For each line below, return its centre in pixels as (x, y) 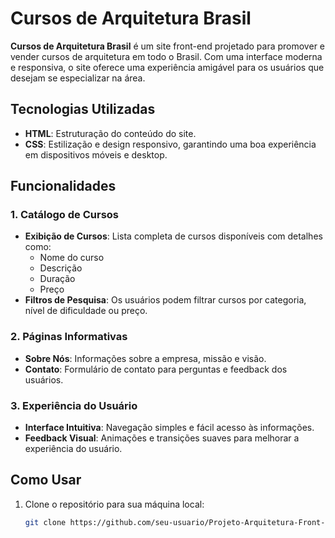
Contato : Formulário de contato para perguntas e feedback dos (156, 369)
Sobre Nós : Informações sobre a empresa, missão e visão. (145, 358)
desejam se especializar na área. (78, 78)
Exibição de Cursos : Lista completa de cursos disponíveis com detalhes (173, 236)
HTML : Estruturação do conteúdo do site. (110, 133)
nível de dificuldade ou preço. (86, 311)
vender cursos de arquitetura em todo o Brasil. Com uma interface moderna (166, 56)
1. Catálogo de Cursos (65, 215)
